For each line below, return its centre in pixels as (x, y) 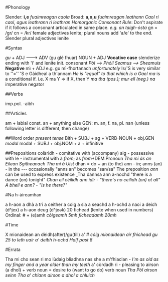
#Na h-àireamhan (23, 195)
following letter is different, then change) (47, 128)
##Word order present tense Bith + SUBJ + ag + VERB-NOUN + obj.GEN (80, 138)
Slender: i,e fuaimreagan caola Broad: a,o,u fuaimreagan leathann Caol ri (82, 17)
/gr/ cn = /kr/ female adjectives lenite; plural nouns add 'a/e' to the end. (79, 33)
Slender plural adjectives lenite (37, 38)
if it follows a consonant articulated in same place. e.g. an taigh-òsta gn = (81, 28)
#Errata (13, 249)
